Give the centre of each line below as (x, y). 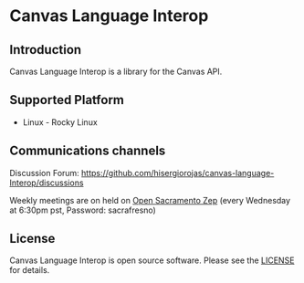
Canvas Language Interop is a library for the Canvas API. (116, 71)
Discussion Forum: (44, 173)
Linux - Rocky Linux (60, 122)
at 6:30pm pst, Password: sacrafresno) (83, 210)
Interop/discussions (47, 183)
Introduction (46, 50)
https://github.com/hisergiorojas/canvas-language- (178, 173)
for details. (30, 270)
